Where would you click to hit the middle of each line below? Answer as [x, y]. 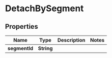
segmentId [20, 48]
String [45, 48]
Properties [22, 27]
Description [71, 40]
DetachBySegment [44, 9]
